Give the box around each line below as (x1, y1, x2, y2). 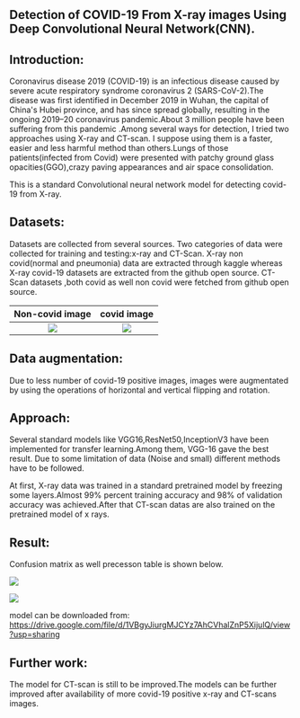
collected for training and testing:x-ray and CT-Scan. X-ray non (9, 248, 244, 259)
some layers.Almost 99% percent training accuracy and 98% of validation (9, 490, 283, 501)
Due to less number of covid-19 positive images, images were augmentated (9, 375, 289, 386)
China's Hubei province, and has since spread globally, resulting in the (9, 104, 270, 115)
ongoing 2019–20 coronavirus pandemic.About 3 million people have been (9, 114, 285, 124)
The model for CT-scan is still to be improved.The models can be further (9, 679, 277, 690)
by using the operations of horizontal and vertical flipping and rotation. (9, 385, 270, 395)
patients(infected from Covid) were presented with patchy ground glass (9, 152, 275, 163)
